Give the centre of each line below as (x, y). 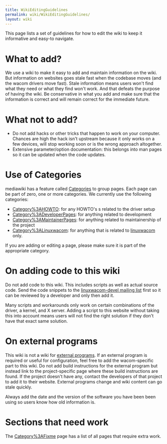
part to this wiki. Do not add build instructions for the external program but (82, 366)
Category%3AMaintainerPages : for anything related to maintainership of (87, 220)
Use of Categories (43, 175)
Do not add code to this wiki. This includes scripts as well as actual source (82, 285)
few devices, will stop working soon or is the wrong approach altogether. (87, 144)
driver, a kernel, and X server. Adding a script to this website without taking (82, 310)
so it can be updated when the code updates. (59, 155)
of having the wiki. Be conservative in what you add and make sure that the (82, 94)
